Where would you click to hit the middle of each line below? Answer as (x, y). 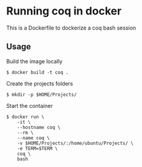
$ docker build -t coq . (37, 72)
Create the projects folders (40, 83)
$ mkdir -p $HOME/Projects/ (42, 95)
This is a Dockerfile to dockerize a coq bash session (71, 28)
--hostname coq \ (39, 127)
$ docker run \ (25, 117)
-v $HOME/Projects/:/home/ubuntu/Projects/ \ (76, 143)
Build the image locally (34, 61)
